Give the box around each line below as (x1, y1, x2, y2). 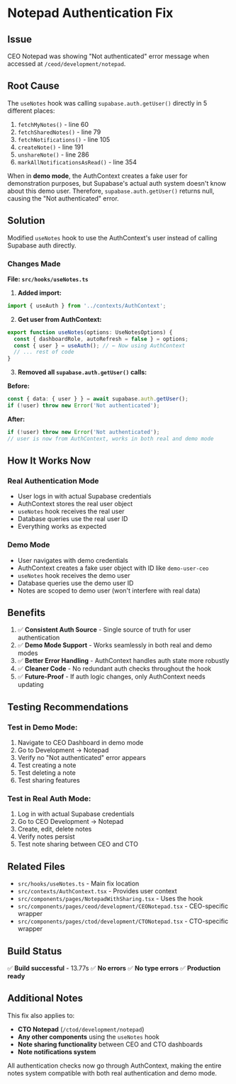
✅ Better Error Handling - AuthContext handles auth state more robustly (17, 656, 230, 665)
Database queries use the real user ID (17, 515, 128, 523)
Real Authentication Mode (7, 476, 99, 486)
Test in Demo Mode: (7, 722, 78, 732)
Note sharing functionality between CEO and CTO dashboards (17, 1040, 203, 1049)
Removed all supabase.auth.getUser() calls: (17, 368, 147, 376)
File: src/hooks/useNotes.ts (7, 274, 89, 283)
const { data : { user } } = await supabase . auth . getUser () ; (7, 396, 189, 403)
